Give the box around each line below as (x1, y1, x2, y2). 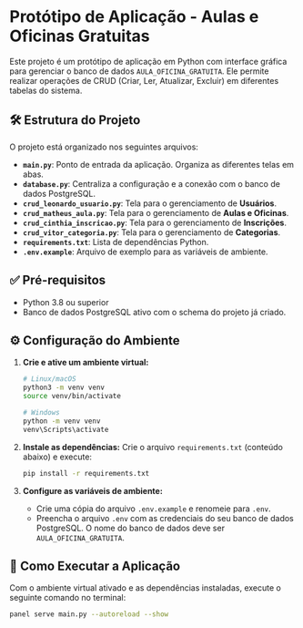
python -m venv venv (22, 417, 101, 426)
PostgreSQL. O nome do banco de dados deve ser (35, 522, 226, 533)
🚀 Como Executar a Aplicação (9, 558, 180, 573)
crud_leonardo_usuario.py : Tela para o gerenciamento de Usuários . (22, 198, 278, 209)
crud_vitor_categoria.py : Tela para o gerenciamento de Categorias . (22, 226, 281, 238)
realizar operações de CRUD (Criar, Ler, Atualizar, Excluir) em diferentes (9, 75, 279, 86)
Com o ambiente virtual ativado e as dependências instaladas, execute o (9, 582, 282, 593)
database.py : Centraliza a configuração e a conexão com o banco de (22, 178, 280, 189)
